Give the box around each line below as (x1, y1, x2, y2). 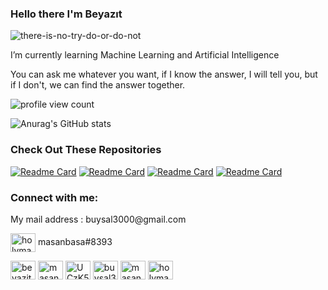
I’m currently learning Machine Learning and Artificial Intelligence (10, 49, 280, 61)
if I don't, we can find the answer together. (10, 79, 186, 91)
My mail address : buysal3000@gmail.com (10, 213, 187, 225)
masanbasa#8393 (37, 235, 113, 247)
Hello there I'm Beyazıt (10, 7, 123, 21)
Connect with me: (10, 190, 99, 204)
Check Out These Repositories (10, 143, 162, 157)
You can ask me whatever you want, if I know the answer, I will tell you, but (10, 68, 318, 81)
